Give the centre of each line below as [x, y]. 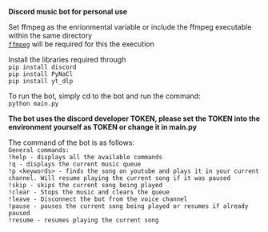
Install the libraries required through [67, 60]
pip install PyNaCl [41, 74]
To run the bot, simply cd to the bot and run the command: [105, 96]
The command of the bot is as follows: [71, 142]
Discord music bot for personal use [68, 12]
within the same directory [50, 36]
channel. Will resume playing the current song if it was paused [119, 178]
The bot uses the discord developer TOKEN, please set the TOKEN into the [134, 118]
